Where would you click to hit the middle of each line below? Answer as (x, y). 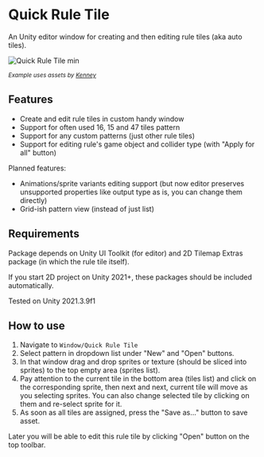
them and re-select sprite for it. (71, 404)
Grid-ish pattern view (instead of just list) (87, 209)
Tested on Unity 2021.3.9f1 (52, 301)
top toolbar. (27, 445)
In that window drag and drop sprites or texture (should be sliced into (133, 362)
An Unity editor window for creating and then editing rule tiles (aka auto (125, 37)
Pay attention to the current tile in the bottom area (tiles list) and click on (138, 379)
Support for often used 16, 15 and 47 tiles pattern (100, 127)
